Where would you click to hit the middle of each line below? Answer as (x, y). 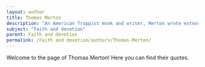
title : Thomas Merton (34, 18)
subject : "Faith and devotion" (46, 29)
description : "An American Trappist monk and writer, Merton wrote (94, 23)
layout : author (26, 12)
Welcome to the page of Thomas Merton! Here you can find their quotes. (98, 58)
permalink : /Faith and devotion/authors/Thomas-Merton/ (79, 40)
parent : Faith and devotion (42, 35)
